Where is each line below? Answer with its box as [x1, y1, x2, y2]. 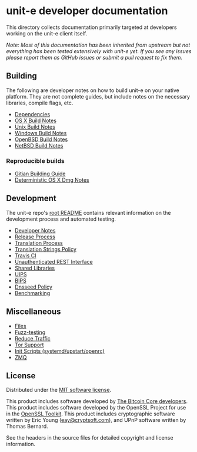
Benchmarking [14, 289, 51, 296]
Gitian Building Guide [14, 170, 66, 178]
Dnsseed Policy [14, 283, 53, 290]
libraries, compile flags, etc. [6, 99, 74, 106]
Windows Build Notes [14, 129, 67, 136]
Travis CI [14, 252, 36, 259]
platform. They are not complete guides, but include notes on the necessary [6, 93, 190, 100]
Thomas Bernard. [6, 423, 48, 430]
